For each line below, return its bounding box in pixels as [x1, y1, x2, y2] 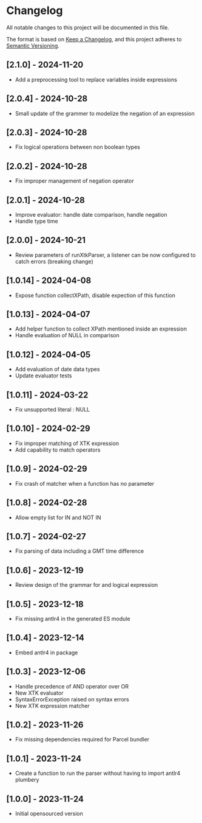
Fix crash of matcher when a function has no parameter [15, 480, 155, 487]
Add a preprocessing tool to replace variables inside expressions [15, 75, 178, 83]
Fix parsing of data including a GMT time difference [15, 547, 144, 555]
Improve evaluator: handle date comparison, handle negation [15, 211, 167, 218]
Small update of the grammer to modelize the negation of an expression [15, 110, 195, 117]
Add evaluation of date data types [15, 366, 100, 373]
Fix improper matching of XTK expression [15, 440, 120, 447]
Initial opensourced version [15, 810, 84, 817]
